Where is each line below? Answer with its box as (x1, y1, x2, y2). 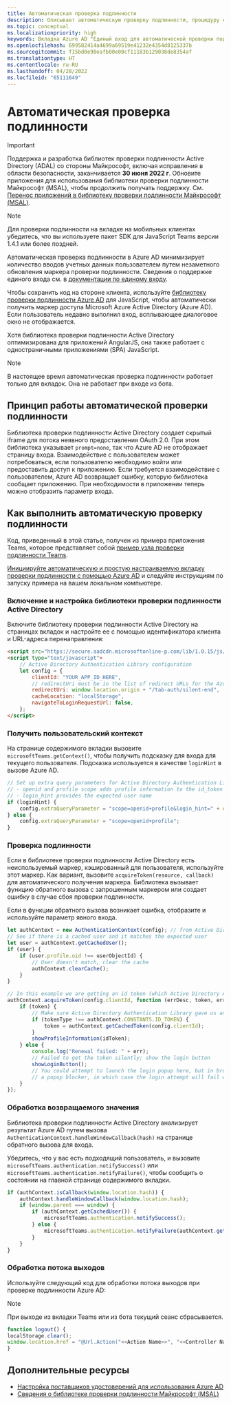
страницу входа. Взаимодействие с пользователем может (7, 450, 180, 459)
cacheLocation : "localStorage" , (32, 693, 125, 700)
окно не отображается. (7, 318, 76, 326)
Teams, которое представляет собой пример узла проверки (7, 543, 184, 552)
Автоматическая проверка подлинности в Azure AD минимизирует (7, 253, 205, 262)
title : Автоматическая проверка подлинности (7, 10, 137, 17)
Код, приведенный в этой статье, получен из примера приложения (7, 536, 205, 544)
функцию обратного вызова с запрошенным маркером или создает (7, 886, 207, 894)
